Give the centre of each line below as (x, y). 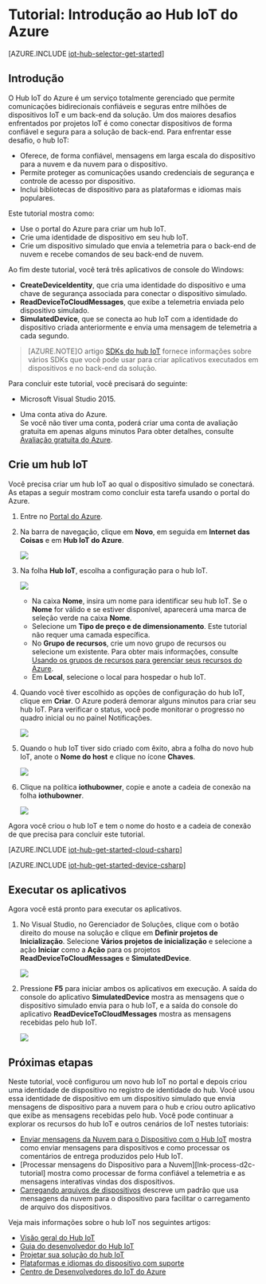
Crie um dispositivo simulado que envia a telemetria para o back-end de (138, 245)
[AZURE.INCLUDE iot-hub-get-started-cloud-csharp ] (95, 849)
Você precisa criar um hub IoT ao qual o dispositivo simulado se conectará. (131, 484)
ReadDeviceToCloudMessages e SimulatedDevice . (106, 958)
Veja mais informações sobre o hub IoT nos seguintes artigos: (110, 1223)
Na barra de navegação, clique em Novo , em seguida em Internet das (135, 532)
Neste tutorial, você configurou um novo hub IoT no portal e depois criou (127, 1082)
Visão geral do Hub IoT (57, 1238)
